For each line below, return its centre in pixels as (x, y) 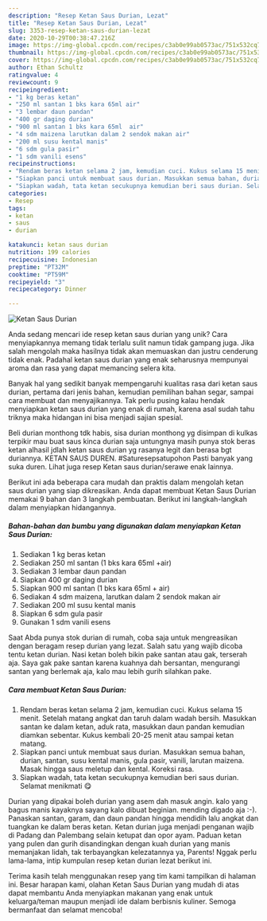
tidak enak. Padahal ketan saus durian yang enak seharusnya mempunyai (128, 360)
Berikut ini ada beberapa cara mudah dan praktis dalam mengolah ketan (126, 482)
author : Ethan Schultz (46, 68)
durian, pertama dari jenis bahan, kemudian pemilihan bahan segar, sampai (131, 392)
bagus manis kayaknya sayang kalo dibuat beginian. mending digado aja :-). (133, 810)
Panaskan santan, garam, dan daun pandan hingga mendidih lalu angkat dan (133, 818)
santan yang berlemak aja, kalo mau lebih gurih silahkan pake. (110, 672)
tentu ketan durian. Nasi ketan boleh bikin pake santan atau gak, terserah (128, 655)
